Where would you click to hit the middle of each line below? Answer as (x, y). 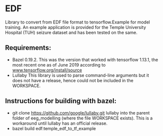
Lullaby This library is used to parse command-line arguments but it (81, 75)
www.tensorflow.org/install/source (47, 70)
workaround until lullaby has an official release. (60, 123)
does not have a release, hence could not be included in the (73, 80)
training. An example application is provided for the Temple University (76, 27)
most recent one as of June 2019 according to (59, 65)
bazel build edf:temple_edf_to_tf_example (54, 128)
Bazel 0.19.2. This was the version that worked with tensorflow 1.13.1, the (85, 60)
